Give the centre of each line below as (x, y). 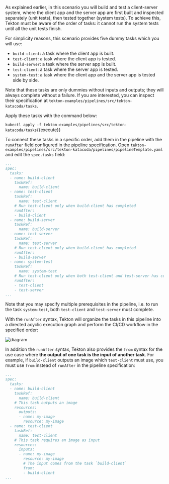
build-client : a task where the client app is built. (63, 53)
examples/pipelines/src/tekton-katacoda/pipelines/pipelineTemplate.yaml (84, 150)
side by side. (26, 80)
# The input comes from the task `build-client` (75, 463)
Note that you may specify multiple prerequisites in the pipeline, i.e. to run (82, 304)
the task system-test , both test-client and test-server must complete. (80, 310)
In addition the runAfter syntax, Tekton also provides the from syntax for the (84, 349)
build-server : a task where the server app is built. (64, 64)
